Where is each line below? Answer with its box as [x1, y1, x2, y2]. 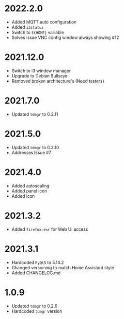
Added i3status [11, 24, 44, 30]
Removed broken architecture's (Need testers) [11, 78, 105, 84]
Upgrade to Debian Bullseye [11, 73, 68, 78]
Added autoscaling [11, 183, 49, 188]
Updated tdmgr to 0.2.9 [11, 303, 58, 309]
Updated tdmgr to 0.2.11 [11, 111, 59, 117]
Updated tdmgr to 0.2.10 [11, 144, 59, 150]
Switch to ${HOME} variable [11, 29, 64, 35]
